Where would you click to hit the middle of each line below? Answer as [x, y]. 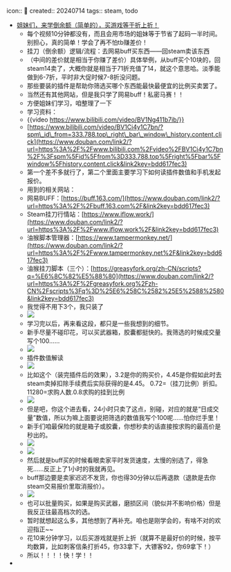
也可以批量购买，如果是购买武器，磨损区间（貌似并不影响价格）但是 [124, 503]
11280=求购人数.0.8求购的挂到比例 [76, 392]
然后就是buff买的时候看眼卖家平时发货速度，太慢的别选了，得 [114, 460]
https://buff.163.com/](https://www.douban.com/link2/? [141, 198]
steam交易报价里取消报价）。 [67, 486]
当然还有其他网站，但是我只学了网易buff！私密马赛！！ [105, 94]
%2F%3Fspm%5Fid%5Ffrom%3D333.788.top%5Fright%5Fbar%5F [124, 157]
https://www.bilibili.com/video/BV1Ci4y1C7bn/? [96, 127]
